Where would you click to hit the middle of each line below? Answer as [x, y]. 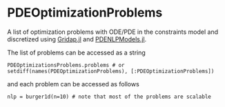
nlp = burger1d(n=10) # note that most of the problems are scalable [109, 97]
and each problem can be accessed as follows [73, 84]
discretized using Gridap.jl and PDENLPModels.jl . [77, 39]
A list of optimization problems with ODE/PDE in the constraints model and [113, 32]
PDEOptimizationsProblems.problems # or [66, 65]
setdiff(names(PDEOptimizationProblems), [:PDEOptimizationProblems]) [111, 71]
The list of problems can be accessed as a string [77, 52]
